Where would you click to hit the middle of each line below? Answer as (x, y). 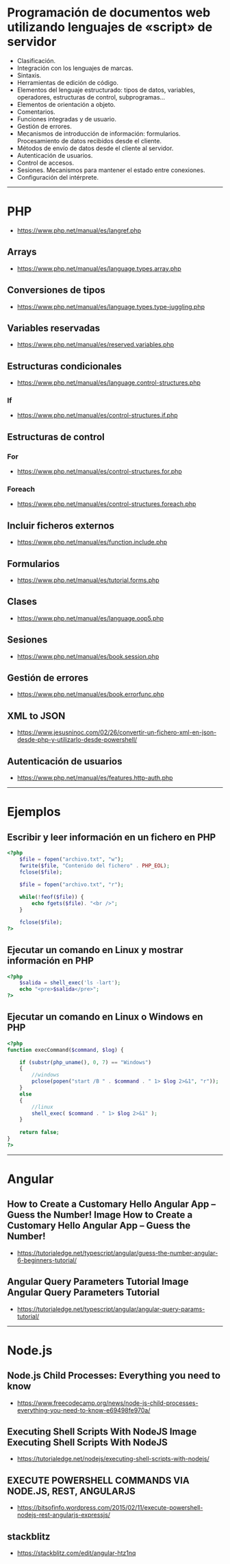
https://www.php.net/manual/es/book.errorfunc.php (90, 695)
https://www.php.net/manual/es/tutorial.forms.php (88, 580)
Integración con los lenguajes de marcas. (75, 68)
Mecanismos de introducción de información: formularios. (99, 133)
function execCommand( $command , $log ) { (66, 1050)
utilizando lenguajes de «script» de (110, 27)
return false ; (39, 1133)
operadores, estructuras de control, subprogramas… (91, 97)
